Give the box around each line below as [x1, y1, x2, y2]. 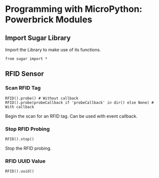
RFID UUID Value [5, 157, 46, 164]
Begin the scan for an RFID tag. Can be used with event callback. [5, 113, 138, 119]
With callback [5, 104, 35, 109]
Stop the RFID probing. [5, 145, 52, 151]
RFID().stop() [5, 136, 35, 141]
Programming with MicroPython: [5, 3, 143, 15]
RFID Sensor [5, 70, 44, 78]
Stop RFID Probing [5, 125, 50, 132]
